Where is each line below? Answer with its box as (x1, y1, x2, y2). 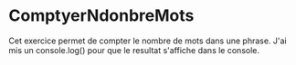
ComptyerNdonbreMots (8, 5, 195, 26)
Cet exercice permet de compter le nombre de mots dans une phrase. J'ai (8, 35, 287, 46)
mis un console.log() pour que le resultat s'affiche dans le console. (8, 44, 259, 55)
